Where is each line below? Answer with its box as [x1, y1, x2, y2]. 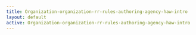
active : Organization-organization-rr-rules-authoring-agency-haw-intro [6, 20, 191, 26]
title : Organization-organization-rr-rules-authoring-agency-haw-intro [6, 8, 188, 15]
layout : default [6, 14, 46, 20]
